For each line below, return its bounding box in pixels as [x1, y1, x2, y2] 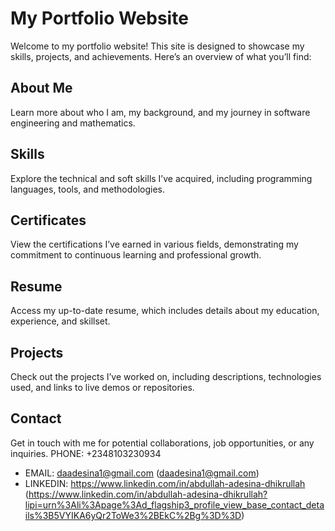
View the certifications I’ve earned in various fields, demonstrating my [10, 238, 299, 251]
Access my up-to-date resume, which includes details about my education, [10, 305, 320, 317]
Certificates [10, 212, 87, 229]
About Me [10, 80, 73, 97]
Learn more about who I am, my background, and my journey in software [10, 106, 311, 118]
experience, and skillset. [10, 315, 111, 327]
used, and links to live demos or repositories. [10, 382, 195, 393]
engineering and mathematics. [10, 117, 136, 129]
